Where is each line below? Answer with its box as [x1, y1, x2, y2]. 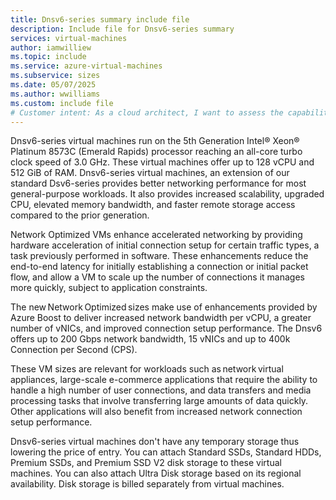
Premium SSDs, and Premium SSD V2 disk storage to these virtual [10, 457, 282, 469]
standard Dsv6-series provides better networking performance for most [10, 177, 307, 190]
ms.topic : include [10, 52, 87, 62]
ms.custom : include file [10, 98, 114, 108]
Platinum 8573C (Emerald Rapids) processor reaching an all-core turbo [10, 146, 303, 158]
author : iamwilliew [10, 42, 92, 53]
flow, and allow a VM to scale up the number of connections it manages [10, 271, 306, 283]
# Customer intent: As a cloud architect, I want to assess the [10, 107, 284, 118]
